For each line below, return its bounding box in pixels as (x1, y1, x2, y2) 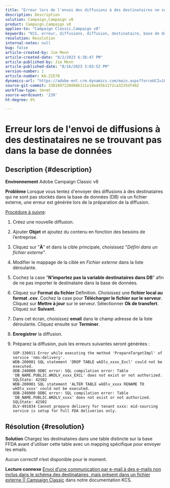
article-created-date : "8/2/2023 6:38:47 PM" (5, 54, 103, 60)
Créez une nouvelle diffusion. (12, 219, 74, 225)
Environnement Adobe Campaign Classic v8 (5, 179, 99, 185)
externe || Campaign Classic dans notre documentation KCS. (5, 477, 132, 483)
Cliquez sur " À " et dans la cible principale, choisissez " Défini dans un (12, 244, 158, 250)
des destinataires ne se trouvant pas (5, 134, 162, 146)
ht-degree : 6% (5, 97, 35, 102)
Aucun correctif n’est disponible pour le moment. (5, 457, 107, 463)
